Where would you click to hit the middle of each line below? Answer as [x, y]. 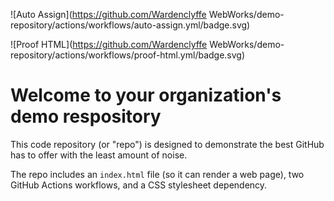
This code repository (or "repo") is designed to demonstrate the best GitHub [167, 144]
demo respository [86, 116]
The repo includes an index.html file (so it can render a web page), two [157, 174]
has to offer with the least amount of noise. [99, 155]
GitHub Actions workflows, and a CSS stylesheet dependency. [139, 185]
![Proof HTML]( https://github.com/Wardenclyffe [109, 44]
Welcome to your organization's [146, 95]
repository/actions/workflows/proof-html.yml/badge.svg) [128, 55]
